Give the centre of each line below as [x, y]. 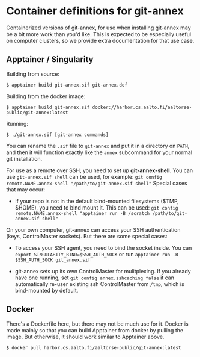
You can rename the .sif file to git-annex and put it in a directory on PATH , [98, 146]
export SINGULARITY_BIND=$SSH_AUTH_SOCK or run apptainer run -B [96, 254]
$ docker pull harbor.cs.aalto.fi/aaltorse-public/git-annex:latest [94, 347]
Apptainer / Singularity [50, 59]
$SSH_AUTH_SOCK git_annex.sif [53, 260]
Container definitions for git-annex [95, 11]
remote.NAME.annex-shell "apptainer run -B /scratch [82, 213]
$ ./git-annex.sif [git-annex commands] [58, 135]
